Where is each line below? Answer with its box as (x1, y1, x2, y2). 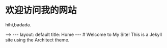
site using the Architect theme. (5, 36, 70, 43)
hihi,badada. (5, 21, 32, 28)
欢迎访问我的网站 (5, 5, 77, 16)
